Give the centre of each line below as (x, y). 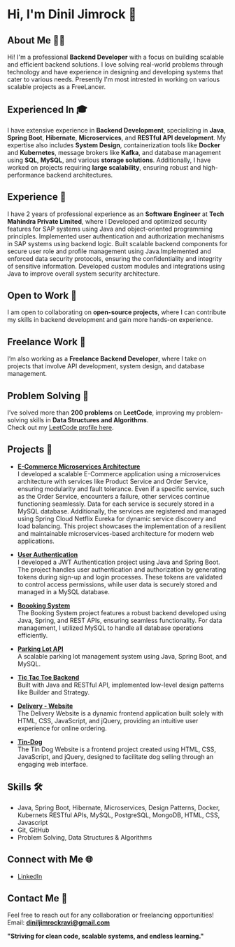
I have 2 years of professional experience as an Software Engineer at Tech (116, 214)
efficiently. (33, 635)
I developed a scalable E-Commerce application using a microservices (119, 473)
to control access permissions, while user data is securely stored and (117, 584)
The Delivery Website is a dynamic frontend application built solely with (120, 713)
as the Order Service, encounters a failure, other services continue (113, 496)
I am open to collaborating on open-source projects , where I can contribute (117, 312)
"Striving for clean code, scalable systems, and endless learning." (106, 936)
